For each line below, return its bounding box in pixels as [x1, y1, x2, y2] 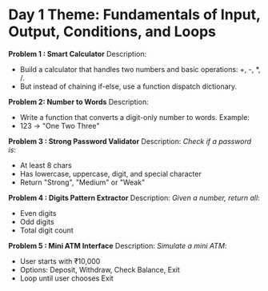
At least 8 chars [19, 160, 72, 169]
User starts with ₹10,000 [19, 256, 101, 265]
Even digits [19, 208, 57, 217]
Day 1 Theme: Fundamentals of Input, [8, 6, 261, 24]
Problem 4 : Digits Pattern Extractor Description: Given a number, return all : [8, 193, 260, 202]
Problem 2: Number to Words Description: [8, 97, 150, 106]
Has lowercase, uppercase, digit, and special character [19, 169, 202, 178]
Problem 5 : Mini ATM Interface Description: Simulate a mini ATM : [8, 241, 227, 250]
